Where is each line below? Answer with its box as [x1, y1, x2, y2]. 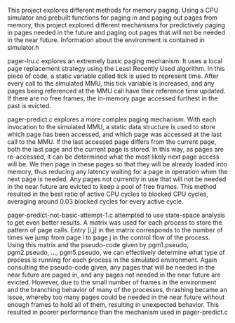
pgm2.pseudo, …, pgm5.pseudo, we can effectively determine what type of [7, 249, 226, 256]
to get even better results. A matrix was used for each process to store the [7, 218, 222, 227]
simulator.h [7, 44, 40, 51]
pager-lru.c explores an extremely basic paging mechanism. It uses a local [7, 57, 223, 65]
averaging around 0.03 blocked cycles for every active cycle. [7, 197, 184, 206]
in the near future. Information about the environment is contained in [7, 36, 205, 44]
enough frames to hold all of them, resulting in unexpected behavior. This [7, 301, 220, 308]
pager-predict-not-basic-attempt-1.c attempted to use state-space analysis [7, 211, 226, 219]
